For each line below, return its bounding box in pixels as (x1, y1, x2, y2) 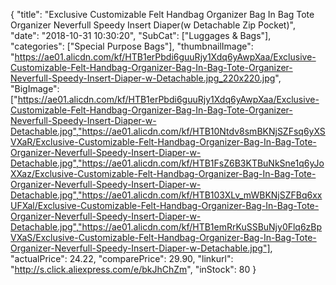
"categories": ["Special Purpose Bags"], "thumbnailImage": (10, 40, 254, 52)
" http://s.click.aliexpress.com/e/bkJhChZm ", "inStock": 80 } (10, 264, 257, 275)
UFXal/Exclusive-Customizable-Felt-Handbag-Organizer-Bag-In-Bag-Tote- (10, 200, 320, 211)
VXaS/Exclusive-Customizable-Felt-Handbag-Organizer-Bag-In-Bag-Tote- (10, 232, 317, 243)
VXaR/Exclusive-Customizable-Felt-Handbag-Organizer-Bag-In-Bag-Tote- (10, 136, 317, 148)
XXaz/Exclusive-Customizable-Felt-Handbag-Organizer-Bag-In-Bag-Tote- (10, 168, 317, 179)
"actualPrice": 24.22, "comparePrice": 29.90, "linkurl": (10, 253, 234, 264)
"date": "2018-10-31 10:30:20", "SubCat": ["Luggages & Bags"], (10, 30, 272, 41)
